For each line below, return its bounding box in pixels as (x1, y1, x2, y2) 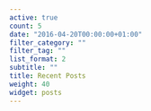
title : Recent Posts (9, 72, 87, 81)
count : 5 (9, 21, 42, 30)
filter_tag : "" (9, 47, 67, 55)
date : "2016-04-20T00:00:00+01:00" (9, 30, 143, 38)
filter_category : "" (9, 38, 87, 47)
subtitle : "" (9, 64, 58, 73)
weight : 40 (9, 80, 50, 89)
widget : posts (9, 88, 63, 97)
